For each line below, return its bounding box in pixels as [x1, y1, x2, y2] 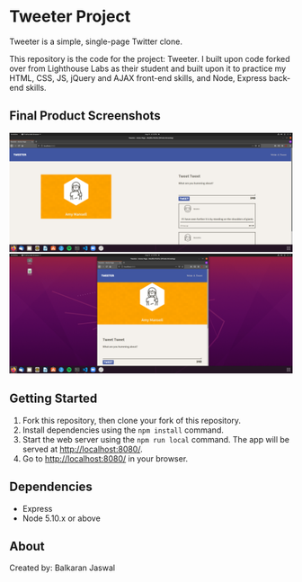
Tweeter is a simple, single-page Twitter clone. [9, 36, 182, 47]
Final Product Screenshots [9, 108, 162, 123]
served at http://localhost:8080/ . [22, 443, 143, 454]
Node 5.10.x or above [22, 513, 101, 524]
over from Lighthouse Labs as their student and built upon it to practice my [9, 63, 287, 74]
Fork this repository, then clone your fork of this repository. [22, 415, 241, 425]
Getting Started [9, 391, 98, 407]
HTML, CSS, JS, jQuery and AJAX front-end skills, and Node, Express [9, 72, 268, 83]
